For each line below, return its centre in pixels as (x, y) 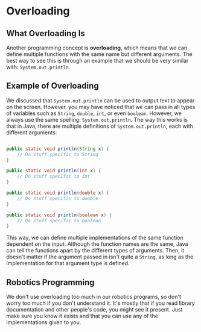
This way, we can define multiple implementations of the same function (95, 238)
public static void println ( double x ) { (58, 193)
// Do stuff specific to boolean (59, 221)
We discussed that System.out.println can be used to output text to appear (101, 100)
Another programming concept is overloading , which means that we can (97, 48)
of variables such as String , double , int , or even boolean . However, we (94, 113)
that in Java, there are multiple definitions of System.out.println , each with (100, 126)
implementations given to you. (44, 322)
